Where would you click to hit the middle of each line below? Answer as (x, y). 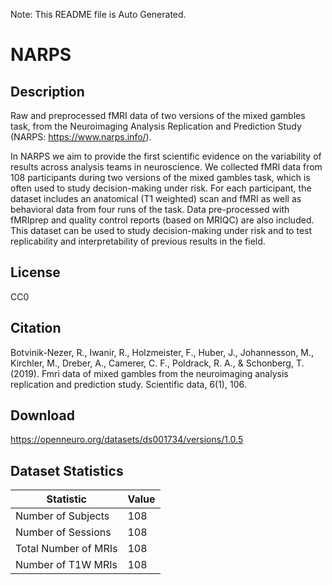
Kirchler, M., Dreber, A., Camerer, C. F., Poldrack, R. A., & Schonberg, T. (157, 363)
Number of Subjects (62, 516)
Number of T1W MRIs (66, 565)
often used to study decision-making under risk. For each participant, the (161, 188)
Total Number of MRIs (66, 549)
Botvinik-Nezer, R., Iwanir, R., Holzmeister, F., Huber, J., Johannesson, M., (162, 352)
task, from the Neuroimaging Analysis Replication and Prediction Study (156, 126)
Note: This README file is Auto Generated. (98, 14)
